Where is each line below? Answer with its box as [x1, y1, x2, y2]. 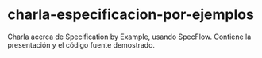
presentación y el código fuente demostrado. [7, 40, 156, 49]
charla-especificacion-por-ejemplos [7, 6, 255, 24]
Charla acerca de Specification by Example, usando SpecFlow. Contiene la [7, 32, 252, 41]
